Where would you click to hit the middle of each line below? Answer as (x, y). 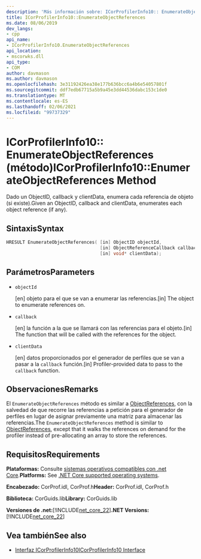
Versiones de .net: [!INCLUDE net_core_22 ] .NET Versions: (78, 510)
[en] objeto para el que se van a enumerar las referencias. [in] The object (104, 298)
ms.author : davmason (32, 79)
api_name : (19, 40)
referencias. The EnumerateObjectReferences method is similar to (85, 423)
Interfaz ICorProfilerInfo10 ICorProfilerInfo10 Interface (80, 550)
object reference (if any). (37, 210)
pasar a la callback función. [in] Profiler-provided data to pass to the (99, 364)
